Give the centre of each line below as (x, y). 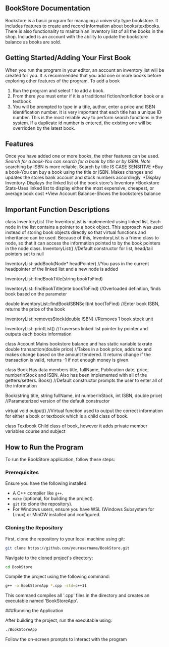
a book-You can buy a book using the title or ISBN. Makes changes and (79, 172)
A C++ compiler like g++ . (38, 493)
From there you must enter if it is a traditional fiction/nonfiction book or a (88, 96)
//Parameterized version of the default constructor (58, 401)
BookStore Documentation (48, 8)
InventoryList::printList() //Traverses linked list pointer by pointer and (76, 329)
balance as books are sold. (33, 42)
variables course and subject (35, 431)
